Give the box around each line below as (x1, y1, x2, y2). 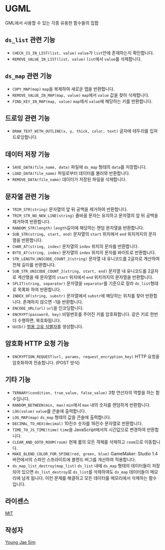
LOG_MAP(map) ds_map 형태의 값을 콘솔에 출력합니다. (12, 414, 111, 420)
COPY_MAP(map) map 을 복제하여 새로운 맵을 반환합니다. (12, 86, 115, 92)
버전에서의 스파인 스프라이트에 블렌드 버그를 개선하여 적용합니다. (12, 456, 136, 462)
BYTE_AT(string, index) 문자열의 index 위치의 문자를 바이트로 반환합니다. (12, 250, 156, 255)
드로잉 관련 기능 (5, 114, 50, 122)
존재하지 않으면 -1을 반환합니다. (23, 299, 83, 305)
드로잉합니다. (12, 134, 38, 140)
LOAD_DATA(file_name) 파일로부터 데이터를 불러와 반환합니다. (12, 170, 131, 176)
